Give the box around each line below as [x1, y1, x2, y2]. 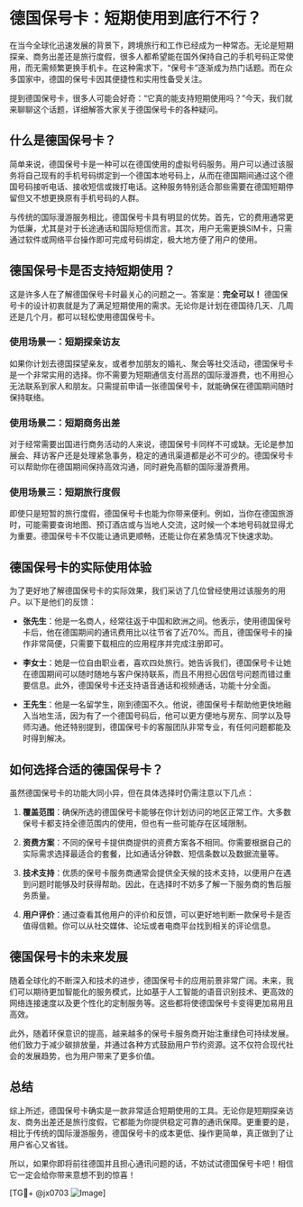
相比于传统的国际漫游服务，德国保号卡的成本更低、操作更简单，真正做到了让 [9, 1128, 294, 1138]
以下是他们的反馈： [24, 597, 96, 608]
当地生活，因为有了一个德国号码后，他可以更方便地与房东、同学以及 [30, 710, 284, 721]
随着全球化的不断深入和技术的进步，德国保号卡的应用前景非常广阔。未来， [9, 974, 286, 985]
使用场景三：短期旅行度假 [9, 486, 121, 498]
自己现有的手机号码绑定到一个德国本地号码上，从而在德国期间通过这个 [24, 169, 286, 180]
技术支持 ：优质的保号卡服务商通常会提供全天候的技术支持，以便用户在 [22, 867, 284, 879]
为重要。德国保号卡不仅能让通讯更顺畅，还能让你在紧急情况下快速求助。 [9, 531, 278, 542]
